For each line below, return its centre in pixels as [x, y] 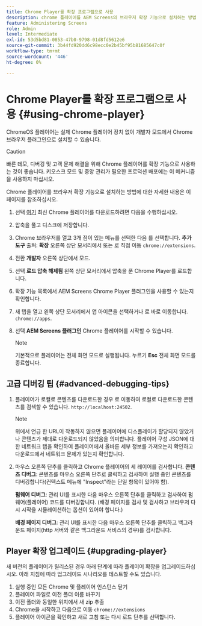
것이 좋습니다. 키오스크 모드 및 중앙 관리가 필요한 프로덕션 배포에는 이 [93, 172]
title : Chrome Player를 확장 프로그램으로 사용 [60, 12]
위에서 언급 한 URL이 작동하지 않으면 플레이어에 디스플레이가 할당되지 [96, 431]
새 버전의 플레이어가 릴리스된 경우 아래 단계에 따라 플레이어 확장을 [83, 566]
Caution [16, 152]
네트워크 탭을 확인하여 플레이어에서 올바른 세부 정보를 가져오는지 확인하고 [107, 446]
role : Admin [21, 29]
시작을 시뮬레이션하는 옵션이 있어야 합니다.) [72, 510]
